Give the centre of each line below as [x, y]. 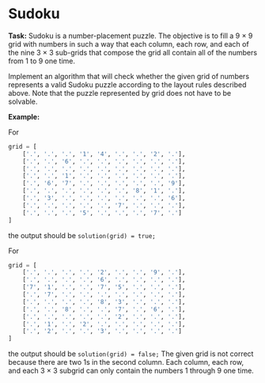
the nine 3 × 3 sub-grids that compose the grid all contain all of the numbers [133, 52]
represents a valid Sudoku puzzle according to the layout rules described [127, 85]
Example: [24, 116]
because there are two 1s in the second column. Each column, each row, [126, 362]
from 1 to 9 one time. [42, 61]
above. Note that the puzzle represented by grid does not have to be [120, 93]
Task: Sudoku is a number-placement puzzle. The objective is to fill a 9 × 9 [131, 36]
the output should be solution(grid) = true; [82, 235]
